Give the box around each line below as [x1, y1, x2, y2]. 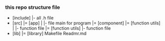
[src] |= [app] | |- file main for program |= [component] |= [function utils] [12, 20, 161, 26]
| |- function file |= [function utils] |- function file [12, 25, 111, 31]
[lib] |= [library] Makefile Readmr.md [12, 31, 87, 37]
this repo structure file [5, 4, 60, 11]
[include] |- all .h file [12, 15, 54, 21]
